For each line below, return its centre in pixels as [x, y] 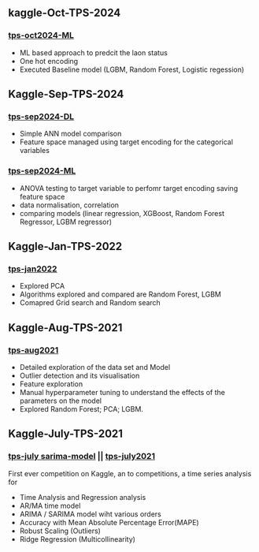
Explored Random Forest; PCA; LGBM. [81, 409]
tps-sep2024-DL [41, 116]
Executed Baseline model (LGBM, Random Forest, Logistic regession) [132, 69]
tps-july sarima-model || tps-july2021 [82, 457]
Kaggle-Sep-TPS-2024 [66, 94]
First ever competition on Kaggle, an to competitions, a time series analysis [130, 473]
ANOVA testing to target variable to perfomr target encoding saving [129, 188]
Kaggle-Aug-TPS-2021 [65, 328]
